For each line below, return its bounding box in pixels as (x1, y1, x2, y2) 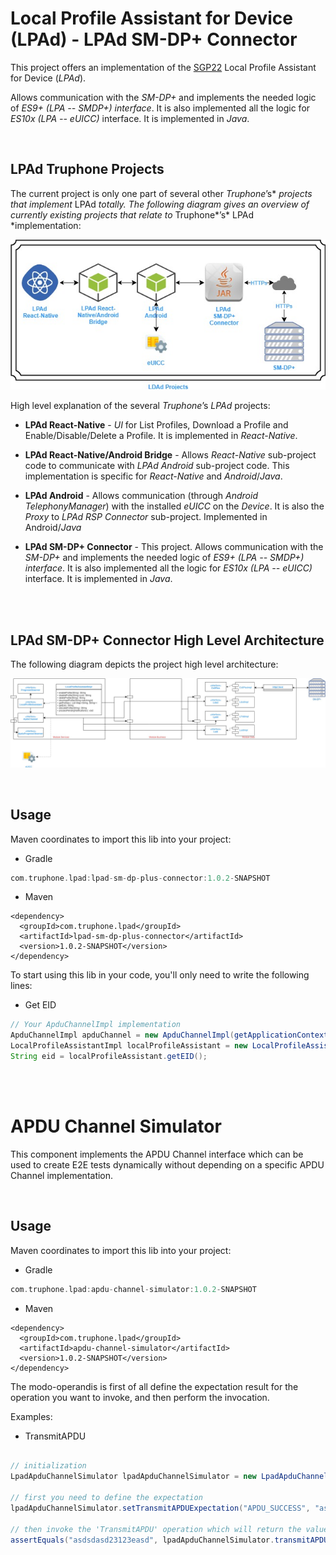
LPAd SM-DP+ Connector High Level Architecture (10, 632, 325, 649)
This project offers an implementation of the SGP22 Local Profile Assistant (10, 61, 317, 73)
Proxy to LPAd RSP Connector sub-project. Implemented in (24, 511, 268, 523)
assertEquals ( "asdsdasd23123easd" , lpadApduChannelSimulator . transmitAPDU (10, 1535, 329, 1545)
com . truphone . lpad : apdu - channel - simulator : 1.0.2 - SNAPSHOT (10, 1284, 257, 1294)
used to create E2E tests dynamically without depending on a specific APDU (10, 1158, 325, 1171)
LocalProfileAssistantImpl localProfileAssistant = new (10, 1041, 248, 1051)
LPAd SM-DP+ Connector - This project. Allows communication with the (24, 541, 324, 553)
